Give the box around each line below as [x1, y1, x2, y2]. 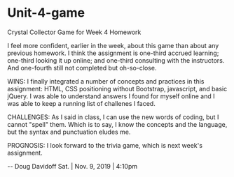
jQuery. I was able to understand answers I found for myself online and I [7, 92, 215, 100]
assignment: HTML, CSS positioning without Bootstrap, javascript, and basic [7, 84, 228, 93]
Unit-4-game [7, 5, 85, 21]
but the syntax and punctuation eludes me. [7, 128, 131, 136]
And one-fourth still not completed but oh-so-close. [7, 63, 157, 72]
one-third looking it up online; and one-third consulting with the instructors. [7, 56, 225, 64]
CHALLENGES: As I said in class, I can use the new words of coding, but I [7, 113, 219, 121]
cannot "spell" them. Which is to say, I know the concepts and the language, [7, 120, 228, 128]
